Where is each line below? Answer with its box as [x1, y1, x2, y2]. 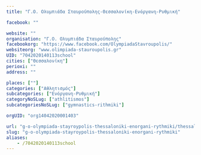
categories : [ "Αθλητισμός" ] [6, 85, 77, 91]
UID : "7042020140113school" [6, 52, 77, 58]
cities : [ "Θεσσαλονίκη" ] [6, 58, 68, 64]
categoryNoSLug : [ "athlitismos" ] [6, 97, 90, 103]
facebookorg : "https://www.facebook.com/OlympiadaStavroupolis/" [6, 41, 172, 48]
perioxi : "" [6, 63, 36, 69]
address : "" [6, 69, 36, 75]
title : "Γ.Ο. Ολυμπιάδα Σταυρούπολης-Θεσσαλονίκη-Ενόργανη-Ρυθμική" [6, 8, 181, 15]
